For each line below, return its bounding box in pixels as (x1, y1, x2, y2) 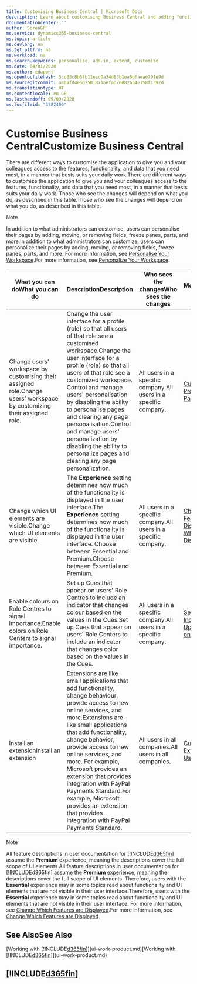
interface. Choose (66, 540, 116, 548)
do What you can (11, 285, 59, 293)
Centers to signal (9, 634, 56, 642)
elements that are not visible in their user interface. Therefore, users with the (6, 888, 190, 895)
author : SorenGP (6, 25, 46, 31)
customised (66, 339, 99, 348)
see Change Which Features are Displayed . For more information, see (6, 906, 173, 913)
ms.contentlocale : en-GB (6, 91, 67, 96)
